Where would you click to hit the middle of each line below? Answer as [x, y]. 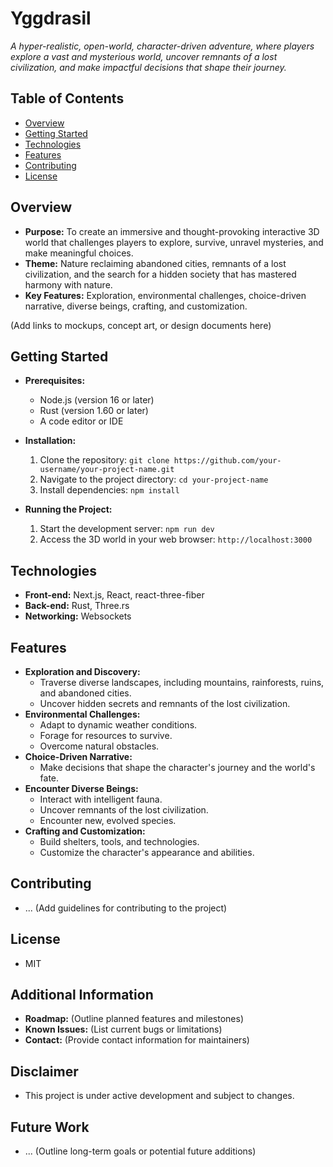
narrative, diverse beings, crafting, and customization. [136, 306]
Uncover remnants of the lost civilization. [124, 810]
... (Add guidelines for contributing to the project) [126, 908]
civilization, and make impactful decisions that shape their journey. [148, 67]
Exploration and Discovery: [82, 671]
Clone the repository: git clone [104, 460]
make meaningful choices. [79, 253]
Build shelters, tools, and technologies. [119, 841]
